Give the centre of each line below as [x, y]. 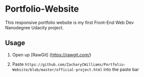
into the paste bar [121, 69]
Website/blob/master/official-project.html [57, 70]
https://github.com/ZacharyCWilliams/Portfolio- [75, 64]
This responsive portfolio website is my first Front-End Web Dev [70, 22]
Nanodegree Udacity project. [34, 27]
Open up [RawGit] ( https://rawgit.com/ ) [52, 55]
